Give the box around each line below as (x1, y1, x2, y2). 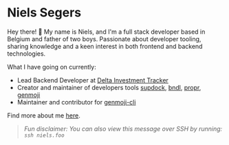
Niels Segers (7, 5, 81, 21)
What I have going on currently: (7, 63, 96, 71)
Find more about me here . (7, 111, 80, 120)
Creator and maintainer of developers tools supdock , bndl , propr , (17, 83, 201, 91)
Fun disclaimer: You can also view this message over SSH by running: (23, 124, 223, 133)
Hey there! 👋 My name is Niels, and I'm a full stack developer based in (7, 27, 206, 36)
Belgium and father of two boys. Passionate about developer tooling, (7, 34, 201, 43)
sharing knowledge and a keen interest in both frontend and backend (7, 42, 203, 50)
